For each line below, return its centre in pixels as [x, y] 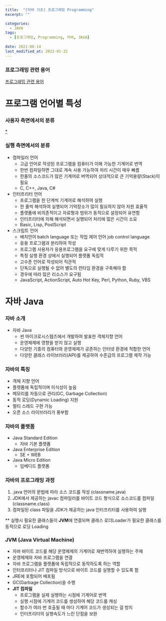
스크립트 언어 [25, 230]
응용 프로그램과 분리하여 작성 [48, 243]
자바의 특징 [18, 369]
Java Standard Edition [35, 438]
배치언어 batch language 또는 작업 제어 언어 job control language [85, 237]
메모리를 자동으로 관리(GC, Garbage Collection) [60, 394]
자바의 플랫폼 [20, 427]
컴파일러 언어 [25, 157]
